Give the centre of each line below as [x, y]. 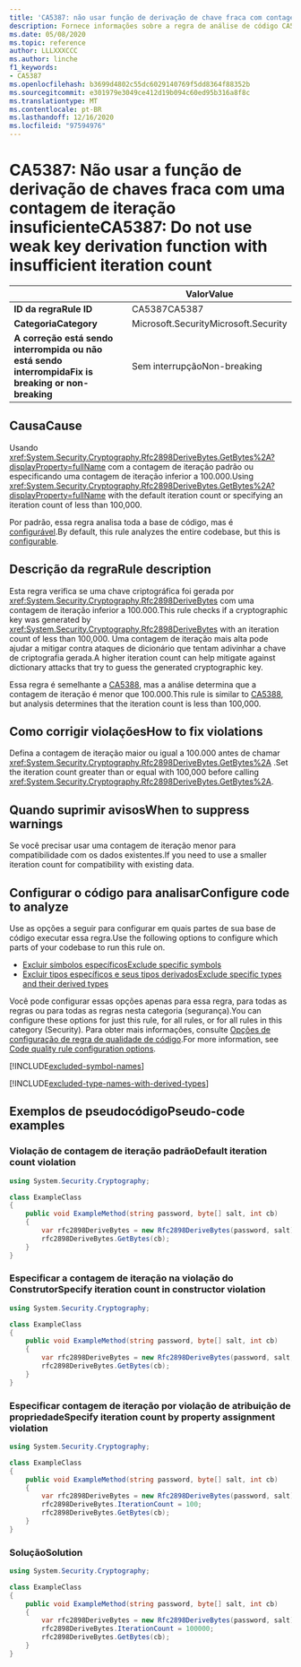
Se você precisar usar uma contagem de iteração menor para [123, 846]
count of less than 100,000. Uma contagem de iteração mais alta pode [139, 638]
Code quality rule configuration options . [83, 1049]
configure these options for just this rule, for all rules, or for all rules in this [146, 1020]
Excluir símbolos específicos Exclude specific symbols [122, 965]
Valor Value [209, 294]
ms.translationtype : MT [54, 101]
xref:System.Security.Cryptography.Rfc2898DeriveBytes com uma [132, 600]
